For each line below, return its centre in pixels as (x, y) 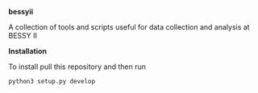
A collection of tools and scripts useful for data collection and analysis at (129, 27)
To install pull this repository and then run (77, 67)
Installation (27, 51)
